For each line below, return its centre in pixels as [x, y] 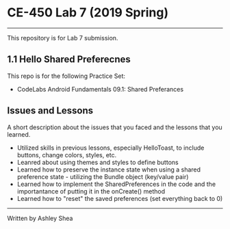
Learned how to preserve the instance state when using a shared [108, 170]
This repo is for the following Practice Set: [66, 76]
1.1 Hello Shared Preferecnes [69, 59]
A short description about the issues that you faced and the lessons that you [115, 127]
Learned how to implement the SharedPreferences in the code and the [116, 184]
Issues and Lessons [50, 111]
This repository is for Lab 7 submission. [63, 38]
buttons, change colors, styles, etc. [67, 154]
